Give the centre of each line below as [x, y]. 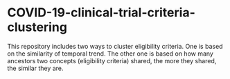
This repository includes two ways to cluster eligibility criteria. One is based [115, 46]
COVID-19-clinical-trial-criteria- [101, 13]
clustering [37, 27]
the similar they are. [35, 68]
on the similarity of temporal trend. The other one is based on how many [110, 54]
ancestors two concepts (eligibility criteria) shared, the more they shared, [112, 60]
